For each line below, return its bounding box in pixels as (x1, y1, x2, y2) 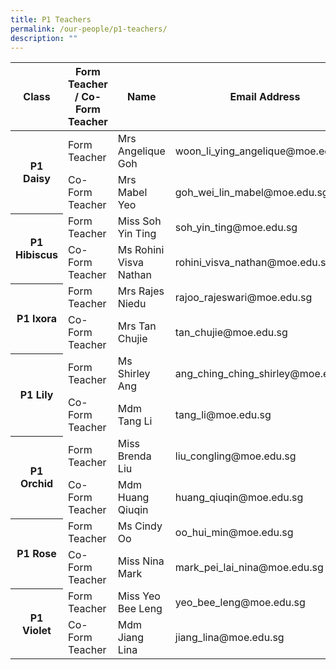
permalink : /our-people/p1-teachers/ (10, 24, 168, 34)
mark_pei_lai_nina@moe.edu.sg (174, 561, 324, 575)
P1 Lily (19, 388, 54, 402)
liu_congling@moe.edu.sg (174, 449, 297, 463)
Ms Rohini (117, 243, 165, 257)
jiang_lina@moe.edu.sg (174, 631, 285, 645)
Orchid (19, 477, 54, 491)
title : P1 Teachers (10, 14, 92, 25)
